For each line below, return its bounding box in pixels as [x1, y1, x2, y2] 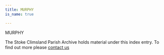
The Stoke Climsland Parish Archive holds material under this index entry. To [5, 39, 160, 45]
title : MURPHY [5, 7, 34, 12]
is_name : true [5, 12, 34, 17]
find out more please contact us [5, 44, 70, 50]
